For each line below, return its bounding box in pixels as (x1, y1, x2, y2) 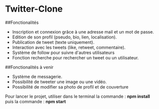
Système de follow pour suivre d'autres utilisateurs (12, 50, 115, 55)
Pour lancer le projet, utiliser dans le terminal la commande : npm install (5, 93, 150, 99)
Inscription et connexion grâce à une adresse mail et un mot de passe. (12, 29, 154, 35)
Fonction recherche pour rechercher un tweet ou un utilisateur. (12, 54, 139, 60)
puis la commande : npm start (5, 98, 66, 104)
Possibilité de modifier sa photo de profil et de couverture (12, 84, 129, 90)
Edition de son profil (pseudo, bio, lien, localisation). (12, 34, 117, 40)
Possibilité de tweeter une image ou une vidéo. (12, 79, 107, 85)
